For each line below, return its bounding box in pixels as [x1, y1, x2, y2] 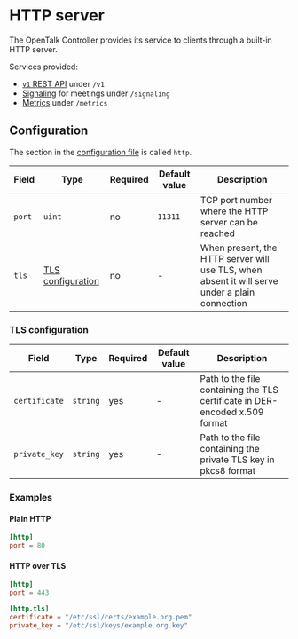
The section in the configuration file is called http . [9, 146, 192, 157]
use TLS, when [200, 264, 263, 276]
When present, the [200, 241, 278, 254]
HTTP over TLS [9, 560, 67, 571]
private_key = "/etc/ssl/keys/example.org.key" [9, 620, 189, 630]
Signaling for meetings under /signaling [21, 88, 170, 99]
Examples [9, 491, 53, 503]
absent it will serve [200, 274, 278, 287]
